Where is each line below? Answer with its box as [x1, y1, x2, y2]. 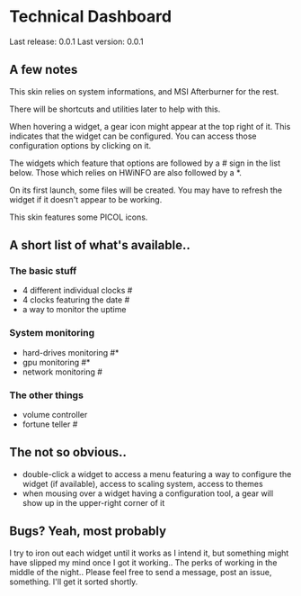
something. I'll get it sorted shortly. [9, 576, 138, 587]
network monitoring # [22, 366, 103, 377]
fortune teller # [22, 419, 78, 429]
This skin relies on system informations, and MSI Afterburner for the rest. [9, 86, 279, 96]
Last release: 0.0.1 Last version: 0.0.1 [9, 36, 144, 47]
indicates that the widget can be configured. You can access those [9, 131, 257, 141]
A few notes [9, 62, 78, 77]
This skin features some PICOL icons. [9, 212, 148, 222]
